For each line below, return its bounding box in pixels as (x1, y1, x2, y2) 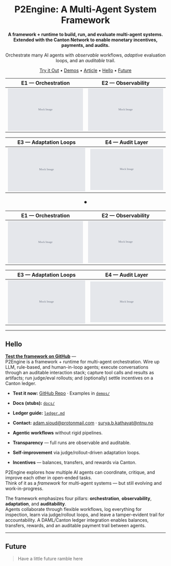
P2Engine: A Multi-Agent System (14, 4, 157, 15)
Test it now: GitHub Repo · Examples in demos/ (12, 390, 110, 396)
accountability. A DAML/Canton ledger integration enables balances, (5, 517, 149, 523)
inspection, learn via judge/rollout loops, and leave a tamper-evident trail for (5, 511, 164, 518)
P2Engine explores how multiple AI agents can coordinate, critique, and (5, 469, 155, 475)
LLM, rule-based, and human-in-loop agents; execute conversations (5, 364, 149, 370)
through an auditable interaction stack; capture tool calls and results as (5, 370, 154, 376)
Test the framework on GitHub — (5, 353, 76, 359)
